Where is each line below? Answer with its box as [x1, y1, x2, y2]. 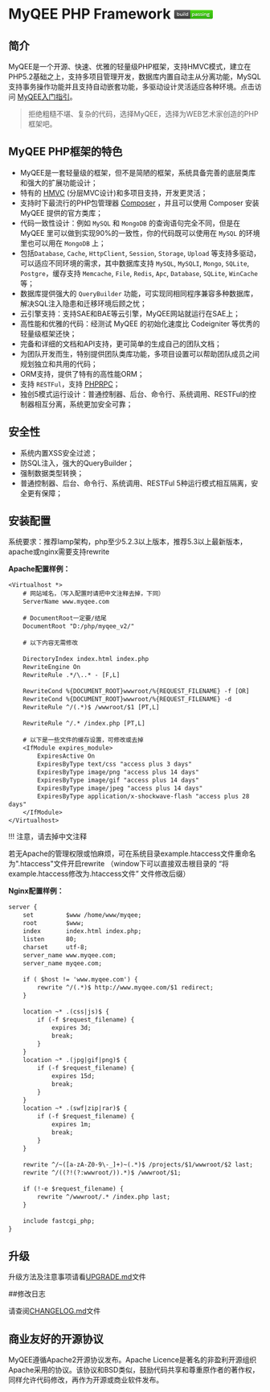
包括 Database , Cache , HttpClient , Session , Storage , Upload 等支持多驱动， [19, 248, 261, 258]
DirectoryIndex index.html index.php [22, 655, 149, 663]
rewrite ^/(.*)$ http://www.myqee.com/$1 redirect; [37, 984, 215, 992]
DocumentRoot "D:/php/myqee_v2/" [22, 622, 135, 630]
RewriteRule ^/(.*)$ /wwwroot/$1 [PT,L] [22, 704, 160, 712]
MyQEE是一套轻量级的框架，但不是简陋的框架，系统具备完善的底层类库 [19, 167, 256, 177]
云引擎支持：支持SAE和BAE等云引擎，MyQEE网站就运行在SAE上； [19, 308, 241, 318]
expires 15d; [51, 1072, 95, 1080]
